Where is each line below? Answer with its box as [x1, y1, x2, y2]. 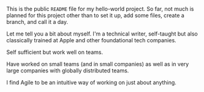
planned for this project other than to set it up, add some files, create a [6, 12, 185, 19]
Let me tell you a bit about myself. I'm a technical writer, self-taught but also [6, 30, 198, 37]
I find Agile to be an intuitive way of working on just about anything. [6, 79, 176, 86]
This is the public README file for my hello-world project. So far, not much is [6, 6, 194, 12]
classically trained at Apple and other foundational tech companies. [6, 37, 176, 44]
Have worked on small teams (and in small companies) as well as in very [6, 61, 189, 67]
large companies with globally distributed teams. [6, 67, 129, 74]
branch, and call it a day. [6, 18, 69, 25]
